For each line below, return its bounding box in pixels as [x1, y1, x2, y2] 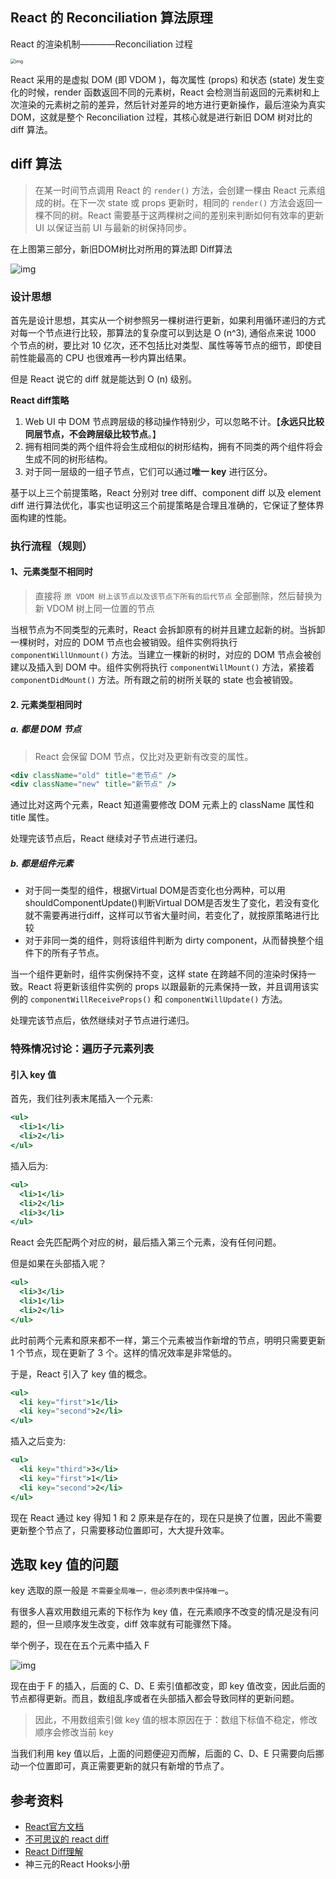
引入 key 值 [10, 1068, 57, 1080]
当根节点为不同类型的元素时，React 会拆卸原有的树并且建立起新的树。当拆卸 [10, 624, 326, 636]
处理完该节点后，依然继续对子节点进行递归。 [10, 1014, 195, 1027]
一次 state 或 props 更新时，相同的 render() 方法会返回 [87, 196, 315, 208]
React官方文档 [24, 1821, 85, 1833]
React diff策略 [10, 394, 70, 406]
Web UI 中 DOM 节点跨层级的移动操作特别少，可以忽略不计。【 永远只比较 [24, 415, 325, 427]
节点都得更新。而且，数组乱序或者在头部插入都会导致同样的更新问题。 [10, 1693, 300, 1705]
